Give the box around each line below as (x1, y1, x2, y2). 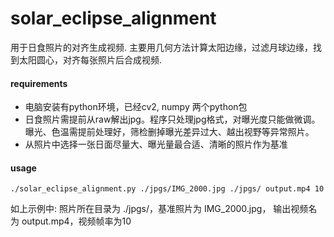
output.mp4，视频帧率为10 (21, 215, 132, 227)
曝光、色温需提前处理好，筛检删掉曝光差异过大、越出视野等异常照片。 (24, 126, 315, 138)
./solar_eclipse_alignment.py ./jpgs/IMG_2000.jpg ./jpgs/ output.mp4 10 (10, 184, 325, 194)
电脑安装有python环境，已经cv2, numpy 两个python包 (24, 101, 248, 113)
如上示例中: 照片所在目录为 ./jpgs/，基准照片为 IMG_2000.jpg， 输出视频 (10, 203, 309, 215)
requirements (10, 77, 68, 89)
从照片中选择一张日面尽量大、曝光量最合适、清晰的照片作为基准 (24, 138, 288, 151)
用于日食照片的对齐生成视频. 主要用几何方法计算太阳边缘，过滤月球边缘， (10, 41, 313, 53)
